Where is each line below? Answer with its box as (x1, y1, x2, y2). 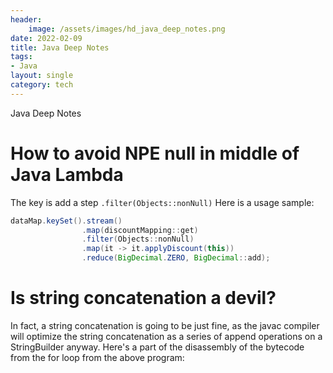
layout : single (10, 71, 74, 81)
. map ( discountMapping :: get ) (81, 225, 199, 235)
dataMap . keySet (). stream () (10, 216, 123, 226)
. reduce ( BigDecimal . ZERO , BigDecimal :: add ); (81, 253, 271, 263)
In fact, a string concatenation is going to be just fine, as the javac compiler (10, 320, 320, 331)
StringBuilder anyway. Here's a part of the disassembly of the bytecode (10, 341, 305, 353)
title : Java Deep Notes (10, 42, 110, 53)
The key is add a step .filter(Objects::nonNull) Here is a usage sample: (10, 196, 315, 208)
